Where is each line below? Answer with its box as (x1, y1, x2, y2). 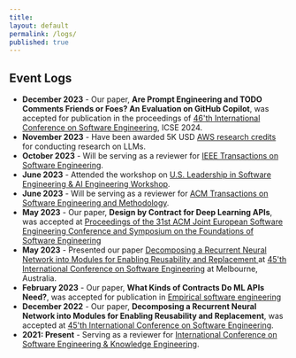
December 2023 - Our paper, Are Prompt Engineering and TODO (21, 94, 262, 105)
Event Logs (9, 70, 72, 85)
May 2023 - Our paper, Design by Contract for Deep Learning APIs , (21, 207, 273, 218)
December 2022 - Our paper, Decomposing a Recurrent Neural (21, 301, 257, 312)
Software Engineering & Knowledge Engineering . (21, 339, 200, 350)
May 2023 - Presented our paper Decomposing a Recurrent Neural (21, 245, 267, 255)
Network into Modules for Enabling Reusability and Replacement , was (21, 311, 284, 322)
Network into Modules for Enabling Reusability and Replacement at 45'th (21, 254, 287, 265)
